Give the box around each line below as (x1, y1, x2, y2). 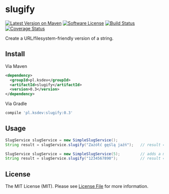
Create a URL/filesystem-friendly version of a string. (5, 35, 114, 41)
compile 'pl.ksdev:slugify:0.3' (5, 111, 73, 116)
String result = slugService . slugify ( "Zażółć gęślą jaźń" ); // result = (5, 142, 165, 147)
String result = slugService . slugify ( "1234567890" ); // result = (5, 156, 165, 161)
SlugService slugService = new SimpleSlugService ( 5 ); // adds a (5, 151, 161, 156)
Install (5, 50, 25, 58)
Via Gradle (5, 101, 27, 107)
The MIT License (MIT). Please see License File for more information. (5, 183, 148, 189)
